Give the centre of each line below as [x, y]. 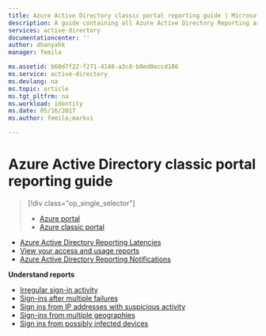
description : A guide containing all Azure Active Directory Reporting [129, 23]
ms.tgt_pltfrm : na [38, 96]
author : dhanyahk [37, 45]
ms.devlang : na [33, 81]
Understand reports [42, 274]
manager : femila [35, 52]
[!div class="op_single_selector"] [82, 203]
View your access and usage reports [80, 250]
